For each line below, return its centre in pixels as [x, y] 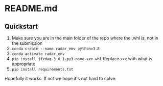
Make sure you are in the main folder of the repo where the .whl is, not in [85, 38]
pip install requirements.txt [43, 69]
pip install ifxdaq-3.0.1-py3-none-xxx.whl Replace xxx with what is [82, 59]
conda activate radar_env [38, 54]
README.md [31, 9]
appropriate [23, 64]
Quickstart [21, 26]
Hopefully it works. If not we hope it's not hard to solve [60, 78]
